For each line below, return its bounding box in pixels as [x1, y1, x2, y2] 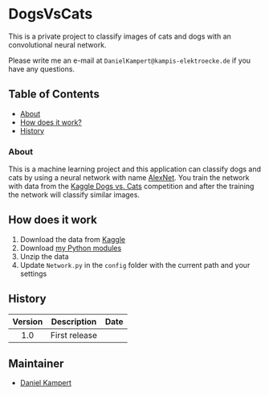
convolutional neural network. [8, 39, 107, 49]
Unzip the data [19, 251, 70, 261]
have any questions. [8, 64, 75, 73]
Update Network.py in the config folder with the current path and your [19, 260, 251, 270]
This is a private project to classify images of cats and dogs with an [8, 31, 231, 41]
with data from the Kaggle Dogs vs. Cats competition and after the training [8, 182, 255, 191]
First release [51, 329, 98, 340]
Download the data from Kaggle [19, 234, 126, 244]
